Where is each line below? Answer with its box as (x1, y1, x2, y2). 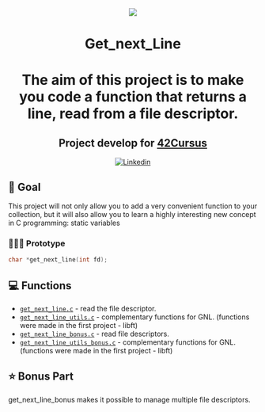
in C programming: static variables (8, 218, 120, 227)
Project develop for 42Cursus (58, 136, 208, 150)
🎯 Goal (8, 180, 41, 193)
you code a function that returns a (18, 88, 248, 106)
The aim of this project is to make (21, 71, 244, 90)
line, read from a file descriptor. (27, 105, 239, 123)
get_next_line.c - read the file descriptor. (19, 303, 157, 313)
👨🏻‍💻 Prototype (8, 238, 66, 249)
